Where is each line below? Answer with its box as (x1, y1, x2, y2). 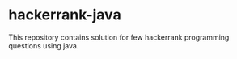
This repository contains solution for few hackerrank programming (8, 32, 230, 42)
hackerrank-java (8, 6, 121, 24)
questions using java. (8, 40, 79, 50)
